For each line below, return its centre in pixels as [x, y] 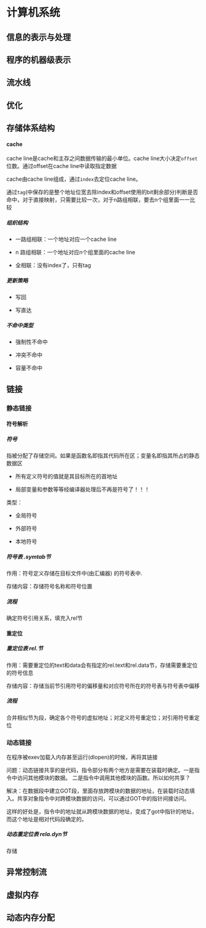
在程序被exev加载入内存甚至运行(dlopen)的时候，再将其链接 [82, 757]
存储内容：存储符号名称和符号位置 [49, 587]
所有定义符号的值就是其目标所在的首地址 [66, 476]
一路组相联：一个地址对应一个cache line [66, 239]
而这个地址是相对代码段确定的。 [47, 819]
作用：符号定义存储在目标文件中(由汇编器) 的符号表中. [74, 573]
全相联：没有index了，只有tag [53, 265]
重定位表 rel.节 [25, 648]
